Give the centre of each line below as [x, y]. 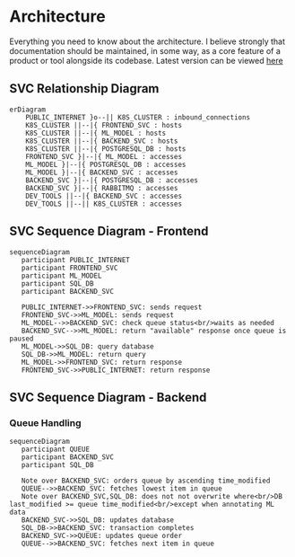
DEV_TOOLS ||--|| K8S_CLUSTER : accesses [104, 204]
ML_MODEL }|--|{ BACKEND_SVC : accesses [102, 172]
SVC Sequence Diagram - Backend [108, 397]
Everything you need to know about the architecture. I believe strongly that [147, 41]
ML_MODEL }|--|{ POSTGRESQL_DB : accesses [106, 164]
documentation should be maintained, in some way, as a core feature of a [145, 50]
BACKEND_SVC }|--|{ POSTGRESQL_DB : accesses [112, 180]
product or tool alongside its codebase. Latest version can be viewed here [147, 60]
